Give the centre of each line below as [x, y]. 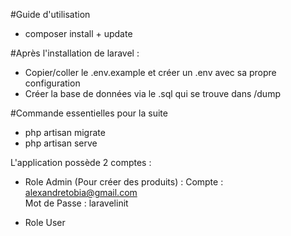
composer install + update [78, 33]
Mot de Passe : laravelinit [76, 203]
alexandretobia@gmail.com [81, 192]
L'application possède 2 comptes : [81, 162]
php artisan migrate [65, 132]
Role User [45, 222]
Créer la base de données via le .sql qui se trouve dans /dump [152, 93]
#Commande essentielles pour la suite [89, 113]
